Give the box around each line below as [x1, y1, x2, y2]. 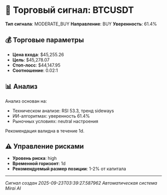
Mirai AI [5, 186, 21, 192]
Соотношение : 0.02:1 [12, 67, 58, 73]
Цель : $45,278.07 [12, 57, 50, 63]
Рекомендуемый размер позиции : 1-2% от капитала [12, 166, 126, 172]
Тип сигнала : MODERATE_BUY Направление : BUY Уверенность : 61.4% [5, 21, 158, 27]
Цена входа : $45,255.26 [12, 52, 64, 58]
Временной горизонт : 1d [12, 161, 66, 167]
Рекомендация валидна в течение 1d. [5, 128, 84, 133]
